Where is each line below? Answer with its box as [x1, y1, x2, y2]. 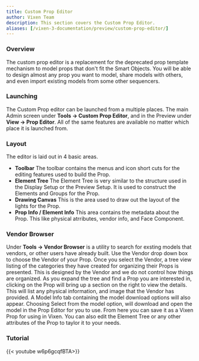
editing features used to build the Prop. [14, 171, 111, 178]
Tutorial [6, 334, 29, 343]
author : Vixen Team [6, 14, 55, 20]
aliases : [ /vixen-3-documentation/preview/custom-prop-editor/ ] [6, 25, 169, 32]
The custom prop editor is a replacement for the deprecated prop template [6, 58, 189, 65]
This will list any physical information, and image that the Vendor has [6, 288, 174, 295]
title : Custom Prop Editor [6, 8, 73, 15]
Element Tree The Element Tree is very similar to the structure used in [14, 177, 187, 184]
